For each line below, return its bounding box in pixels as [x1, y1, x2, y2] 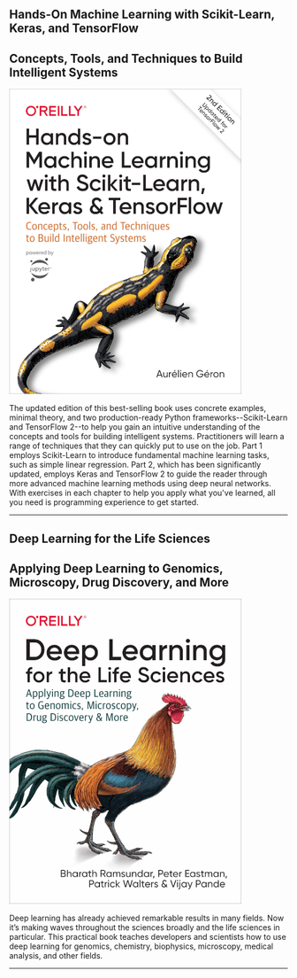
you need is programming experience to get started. [9, 497, 199, 508]
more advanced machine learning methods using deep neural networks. [9, 478, 271, 489]
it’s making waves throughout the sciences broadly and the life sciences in [9, 922, 280, 933]
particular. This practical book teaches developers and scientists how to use [9, 932, 287, 943]
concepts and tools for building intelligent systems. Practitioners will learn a [9, 431, 285, 442]
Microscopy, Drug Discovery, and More [9, 575, 230, 590]
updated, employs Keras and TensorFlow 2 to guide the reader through [9, 469, 268, 479]
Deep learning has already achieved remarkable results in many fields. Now [9, 912, 285, 924]
